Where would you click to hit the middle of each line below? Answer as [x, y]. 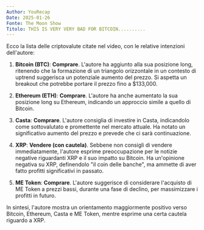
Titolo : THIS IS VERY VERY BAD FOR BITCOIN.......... [76, 29]
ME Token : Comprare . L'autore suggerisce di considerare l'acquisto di [103, 183]
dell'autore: [20, 53]
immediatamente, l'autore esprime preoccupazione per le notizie [96, 152]
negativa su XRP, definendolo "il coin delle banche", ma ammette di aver [106, 164]
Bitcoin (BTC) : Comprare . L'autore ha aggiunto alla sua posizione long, [104, 64]
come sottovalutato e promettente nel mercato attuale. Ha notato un [100, 127]
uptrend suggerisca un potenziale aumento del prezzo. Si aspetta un [101, 77]
